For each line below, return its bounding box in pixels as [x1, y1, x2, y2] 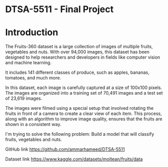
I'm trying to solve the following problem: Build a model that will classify [5, 131, 154, 137]
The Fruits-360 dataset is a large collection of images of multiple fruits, [5, 44, 153, 50]
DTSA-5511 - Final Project [5, 4, 114, 15]
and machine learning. [5, 60, 52, 66]
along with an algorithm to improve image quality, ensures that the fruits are [5, 116, 162, 122]
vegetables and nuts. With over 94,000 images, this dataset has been [5, 49, 150, 55]
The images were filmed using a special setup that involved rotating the [5, 105, 154, 111]
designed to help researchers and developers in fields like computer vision [5, 54, 160, 60]
